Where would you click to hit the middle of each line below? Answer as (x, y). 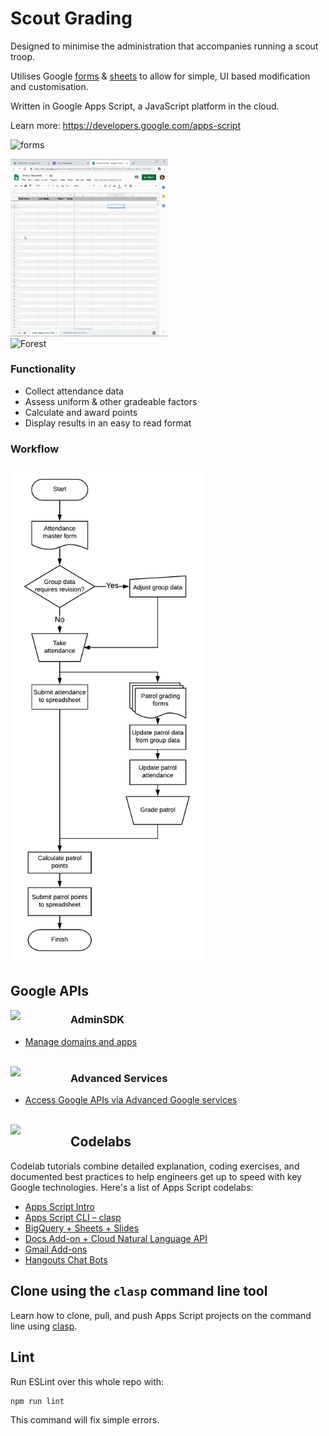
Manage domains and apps (81, 1041)
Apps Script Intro (59, 1206)
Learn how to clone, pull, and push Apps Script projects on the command (161, 1315)
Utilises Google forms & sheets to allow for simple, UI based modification (160, 76)
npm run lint (37, 1401)
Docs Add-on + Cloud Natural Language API (116, 1238)
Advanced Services (119, 1078)
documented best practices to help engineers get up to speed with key (156, 1176)
